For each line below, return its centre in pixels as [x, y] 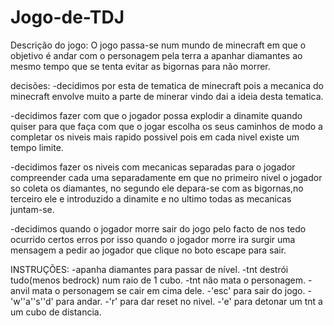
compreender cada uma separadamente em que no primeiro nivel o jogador [166, 177]
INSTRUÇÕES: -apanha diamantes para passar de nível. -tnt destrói [149, 269]
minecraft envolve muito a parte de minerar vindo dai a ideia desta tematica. [167, 96]
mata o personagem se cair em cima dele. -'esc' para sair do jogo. [168, 290]
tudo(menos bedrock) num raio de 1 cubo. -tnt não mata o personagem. [158, 280]
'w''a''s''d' [32, 301]
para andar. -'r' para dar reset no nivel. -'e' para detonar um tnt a [189, 301]
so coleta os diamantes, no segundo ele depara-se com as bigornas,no [157, 188]
